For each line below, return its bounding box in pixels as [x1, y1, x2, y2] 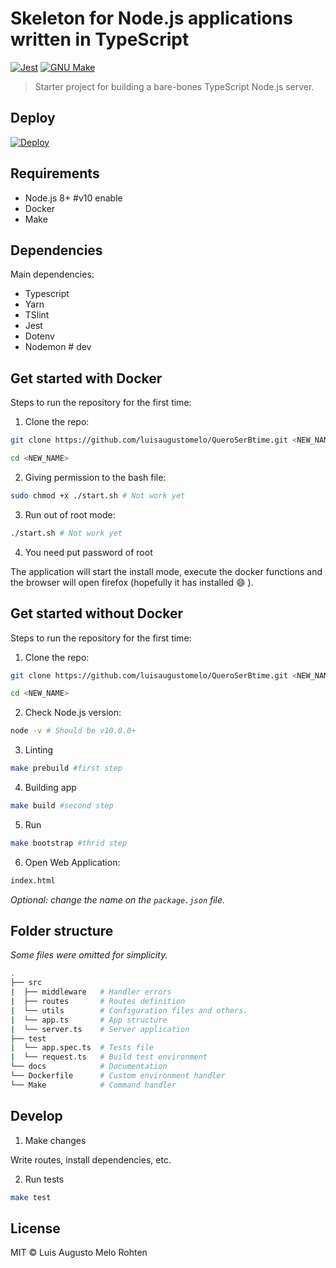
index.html [10, 875, 56, 886]
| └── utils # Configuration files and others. [10, 1005, 248, 1016]
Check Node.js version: [24, 707, 122, 719]
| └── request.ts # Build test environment [10, 1052, 208, 1062]
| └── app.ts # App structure [10, 1015, 168, 1025]
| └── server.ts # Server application [10, 1024, 190, 1034]
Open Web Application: [24, 856, 121, 868]
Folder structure [10, 923, 114, 940]
